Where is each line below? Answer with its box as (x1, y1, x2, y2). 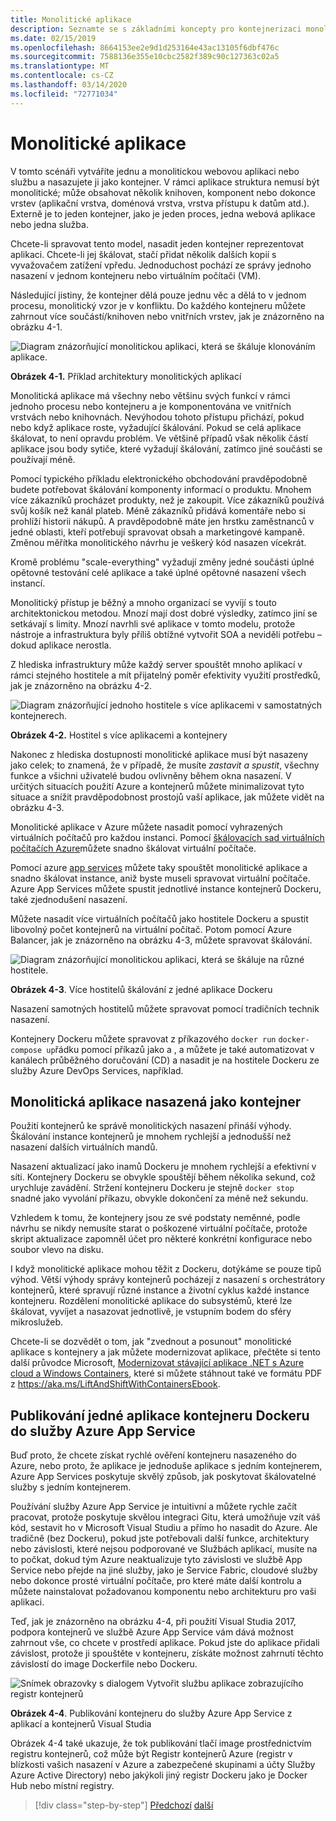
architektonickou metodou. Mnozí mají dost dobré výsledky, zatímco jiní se (10, 607, 318, 619)
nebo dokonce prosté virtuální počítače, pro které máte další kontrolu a (10, 1575, 302, 1587)
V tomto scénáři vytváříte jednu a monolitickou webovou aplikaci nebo (10, 165, 300, 177)
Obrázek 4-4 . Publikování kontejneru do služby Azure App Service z (10, 1707, 293, 1720)
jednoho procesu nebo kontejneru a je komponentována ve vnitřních (10, 400, 292, 412)
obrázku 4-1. (10, 321, 63, 333)
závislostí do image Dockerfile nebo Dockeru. (10, 1658, 198, 1670)
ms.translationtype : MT (10, 61, 110, 71)
